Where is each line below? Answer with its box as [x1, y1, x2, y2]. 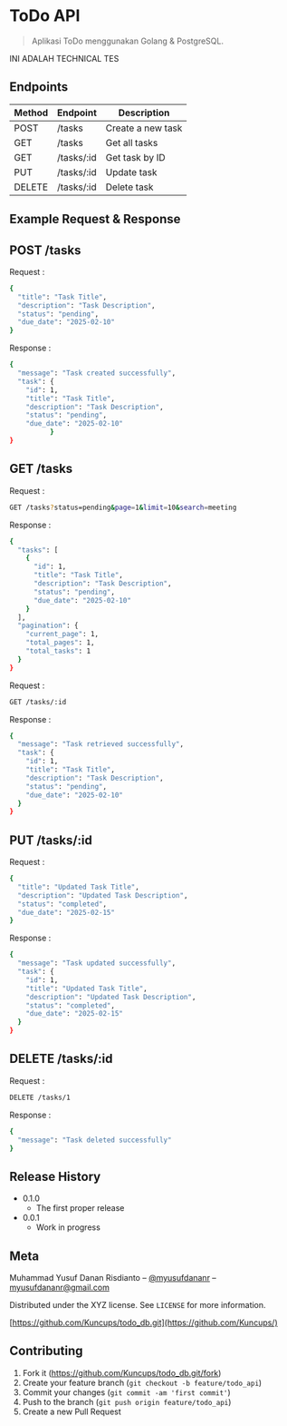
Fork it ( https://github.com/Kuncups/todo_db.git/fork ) [22, 1367, 222, 1378]
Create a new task [105, 122, 183, 134]
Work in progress [35, 1222, 101, 1233]
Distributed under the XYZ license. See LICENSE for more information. [9, 1300, 266, 1311]
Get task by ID [105, 151, 166, 163]
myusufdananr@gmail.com [9, 1282, 110, 1293]
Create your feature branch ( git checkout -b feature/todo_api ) [22, 1377, 263, 1388]
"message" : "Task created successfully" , [17, 369, 177, 378]
